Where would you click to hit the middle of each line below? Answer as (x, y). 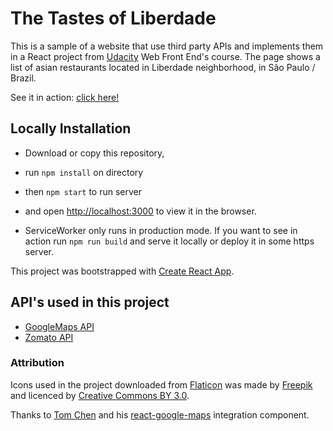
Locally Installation (71, 128)
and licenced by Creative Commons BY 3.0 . (100, 395)
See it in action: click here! (65, 97)
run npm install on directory (84, 172)
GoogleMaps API (59, 326)
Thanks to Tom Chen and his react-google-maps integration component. (160, 414)
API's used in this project (90, 302)
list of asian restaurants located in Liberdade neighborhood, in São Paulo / (163, 67)
